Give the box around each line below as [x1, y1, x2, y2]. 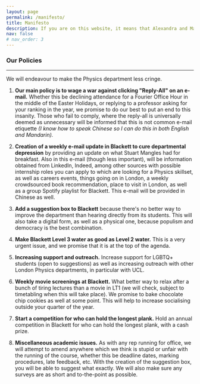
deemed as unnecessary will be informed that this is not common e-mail [14, 119, 192, 126]
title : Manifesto [6, 20, 49, 26]
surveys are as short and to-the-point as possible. [14, 371, 138, 378]
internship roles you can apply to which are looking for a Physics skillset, [14, 168, 193, 176]
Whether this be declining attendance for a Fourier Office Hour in [29, 93, 189, 100]
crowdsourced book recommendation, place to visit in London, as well [14, 181, 187, 188]
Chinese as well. [14, 193, 55, 201]
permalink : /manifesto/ [6, 14, 65, 20]
